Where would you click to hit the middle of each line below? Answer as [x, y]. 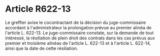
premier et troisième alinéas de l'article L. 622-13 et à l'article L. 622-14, [78, 43]
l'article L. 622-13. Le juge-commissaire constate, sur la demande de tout [80, 33]
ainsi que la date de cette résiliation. [42, 48]
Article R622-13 [38, 9]
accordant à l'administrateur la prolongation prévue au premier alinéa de [78, 27]
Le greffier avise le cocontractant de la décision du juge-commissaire [76, 22]
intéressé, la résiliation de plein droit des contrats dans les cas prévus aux [80, 38]
